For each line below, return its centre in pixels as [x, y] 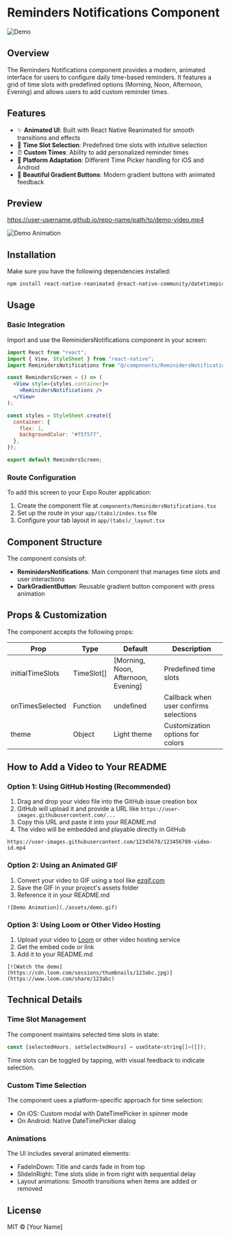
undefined [130, 705]
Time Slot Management [47, 1019]
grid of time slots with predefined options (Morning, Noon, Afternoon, [105, 84]
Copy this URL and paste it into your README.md [86, 822]
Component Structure [55, 542]
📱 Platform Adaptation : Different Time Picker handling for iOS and [110, 160]
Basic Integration [36, 325]
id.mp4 [16, 848]
